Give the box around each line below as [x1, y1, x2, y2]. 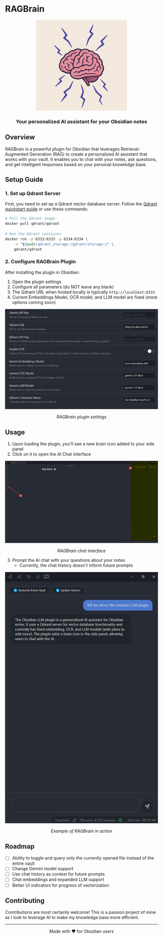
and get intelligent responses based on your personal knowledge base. [5, 161, 147, 167]
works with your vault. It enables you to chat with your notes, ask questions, [5, 156, 157, 162]
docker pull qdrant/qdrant [5, 222, 60, 226]
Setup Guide [5, 175, 44, 184]
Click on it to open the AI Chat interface [12, 451, 91, 457]
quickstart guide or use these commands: [5, 206, 88, 212]
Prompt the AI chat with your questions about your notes [12, 557, 125, 563]
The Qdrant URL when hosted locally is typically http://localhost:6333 [12, 289, 155, 295]
